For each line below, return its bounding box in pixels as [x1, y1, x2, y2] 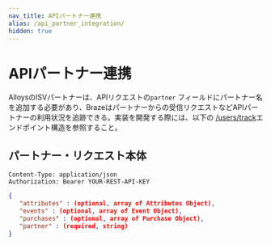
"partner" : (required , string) [19, 222, 129, 230]
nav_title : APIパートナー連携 [8, 11, 102, 20]
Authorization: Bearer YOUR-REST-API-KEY [8, 178, 150, 186]
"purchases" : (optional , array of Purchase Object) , [19, 214, 205, 222]
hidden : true [8, 27, 53, 35]
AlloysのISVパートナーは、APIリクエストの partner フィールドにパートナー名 [8, 92, 263, 102]
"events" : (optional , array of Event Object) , [19, 207, 183, 215]
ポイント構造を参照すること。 [22, 123, 122, 133]
